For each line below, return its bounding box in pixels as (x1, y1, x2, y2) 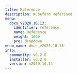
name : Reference (14, 30, 47, 35)
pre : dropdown (14, 39, 42, 44)
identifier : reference (14, 25, 60, 30)
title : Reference (5, 7, 40, 12)
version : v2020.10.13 (9, 61, 53, 66)
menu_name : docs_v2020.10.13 (5, 43, 64, 48)
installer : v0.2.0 (9, 57, 47, 62)
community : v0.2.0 (9, 52, 47, 57)
